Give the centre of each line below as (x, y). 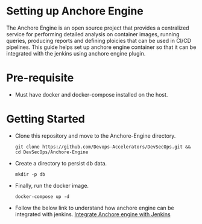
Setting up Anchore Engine (75, 11)
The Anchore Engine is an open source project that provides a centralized (98, 28)
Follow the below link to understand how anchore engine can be (94, 208)
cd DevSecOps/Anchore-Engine (52, 152)
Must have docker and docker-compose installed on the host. (91, 94)
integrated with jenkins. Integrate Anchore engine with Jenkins (93, 214)
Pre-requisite (40, 78)
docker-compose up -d (42, 197)
